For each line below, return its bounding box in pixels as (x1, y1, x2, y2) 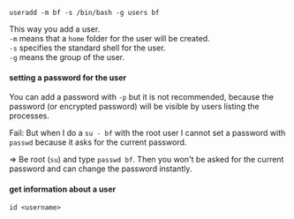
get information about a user (9, 184, 117, 194)
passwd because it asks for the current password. (9, 137, 187, 147)
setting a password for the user (9, 72, 126, 83)
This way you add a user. (9, 24, 101, 34)
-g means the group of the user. (9, 52, 125, 62)
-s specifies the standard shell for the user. (9, 42, 166, 53)
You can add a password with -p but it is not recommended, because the (9, 92, 274, 102)
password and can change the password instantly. (9, 163, 192, 174)
